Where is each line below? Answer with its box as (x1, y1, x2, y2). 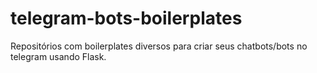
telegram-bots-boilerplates (10, 7, 243, 30)
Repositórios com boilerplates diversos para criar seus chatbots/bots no (10, 40, 308, 52)
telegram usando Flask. (10, 50, 107, 62)
